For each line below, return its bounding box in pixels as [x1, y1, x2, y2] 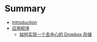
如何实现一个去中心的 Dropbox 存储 [19, 31, 92, 37]
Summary [4, 3, 46, 14]
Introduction [11, 19, 37, 25]
